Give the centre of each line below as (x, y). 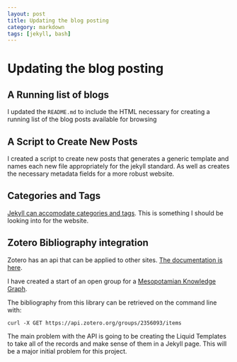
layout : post (27, 14)
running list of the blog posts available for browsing (82, 119)
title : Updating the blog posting (58, 21)
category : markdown (36, 27)
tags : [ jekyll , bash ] (39, 34)
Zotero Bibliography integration (78, 243)
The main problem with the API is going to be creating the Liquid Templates (117, 336)
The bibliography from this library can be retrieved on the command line (112, 302)
